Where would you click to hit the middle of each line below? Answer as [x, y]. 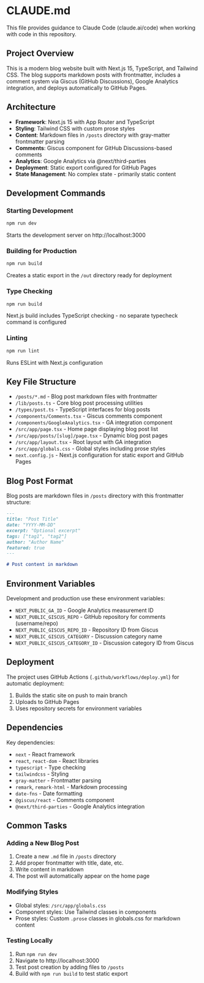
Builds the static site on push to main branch [71, 695]
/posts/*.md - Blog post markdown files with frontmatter [86, 397]
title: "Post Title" [33, 519]
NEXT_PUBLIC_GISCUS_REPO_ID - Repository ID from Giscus [87, 630]
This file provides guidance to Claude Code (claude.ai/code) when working [101, 28]
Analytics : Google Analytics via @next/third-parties [81, 161]
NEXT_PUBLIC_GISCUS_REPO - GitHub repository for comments [90, 616]
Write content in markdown [49, 870]
